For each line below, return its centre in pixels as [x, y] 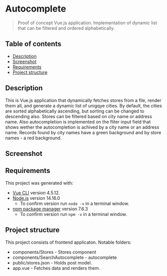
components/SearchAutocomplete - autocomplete [65, 257]
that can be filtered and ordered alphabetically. [66, 28]
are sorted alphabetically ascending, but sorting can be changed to [75, 111]
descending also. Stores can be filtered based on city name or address [79, 116]
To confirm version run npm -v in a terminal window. [73, 214]
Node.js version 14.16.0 [36, 198]
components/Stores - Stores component [54, 252]
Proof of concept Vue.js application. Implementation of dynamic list [87, 23]
